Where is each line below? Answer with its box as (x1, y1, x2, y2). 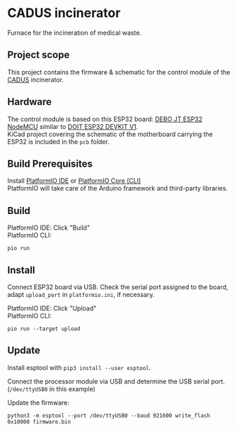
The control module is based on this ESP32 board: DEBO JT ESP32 (7, 115, 203, 123)
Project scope (7, 49, 70, 61)
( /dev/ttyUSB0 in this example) (7, 384, 96, 393)
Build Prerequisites (7, 157, 93, 169)
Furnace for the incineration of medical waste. (7, 28, 141, 37)
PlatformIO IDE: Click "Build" (7, 223, 91, 232)
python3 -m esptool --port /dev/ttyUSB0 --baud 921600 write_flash (7, 412, 211, 419)
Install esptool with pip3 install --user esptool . (7, 363, 151, 371)
